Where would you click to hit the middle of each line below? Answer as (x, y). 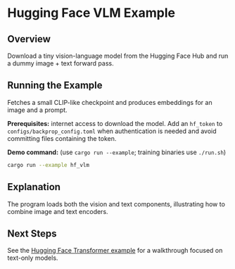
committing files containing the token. (62, 138)
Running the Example (55, 86)
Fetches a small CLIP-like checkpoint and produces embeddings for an (110, 102)
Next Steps (32, 233)
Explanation (34, 187)
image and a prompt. (38, 110)
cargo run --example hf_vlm (49, 165)
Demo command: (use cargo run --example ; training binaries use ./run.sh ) (117, 152)
